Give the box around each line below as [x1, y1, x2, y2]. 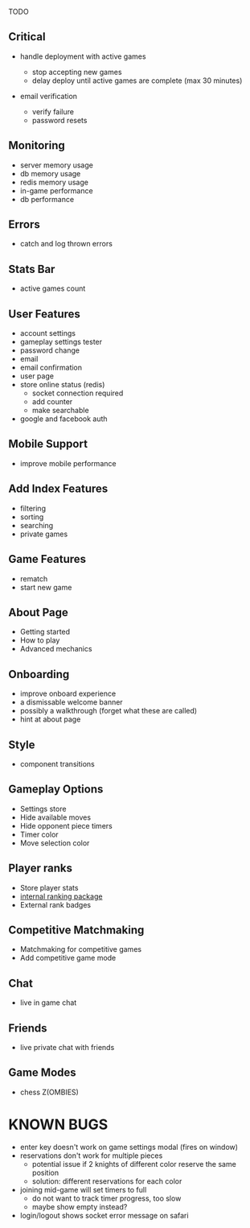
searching [19, 520, 54, 530]
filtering [19, 503, 47, 513]
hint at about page [19, 714, 81, 724]
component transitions [19, 759, 95, 768]
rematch [19, 573, 48, 583]
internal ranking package [19, 891, 103, 901]
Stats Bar [8, 262, 55, 276]
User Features [8, 307, 80, 320]
